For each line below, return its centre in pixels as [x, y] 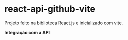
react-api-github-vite [50, 9]
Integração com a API [27, 32]
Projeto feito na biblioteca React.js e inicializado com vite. [64, 23]
